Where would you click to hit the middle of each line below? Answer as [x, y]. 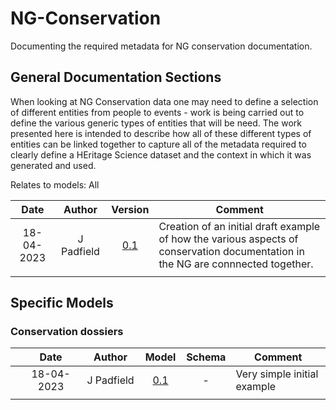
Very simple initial [277, 374]
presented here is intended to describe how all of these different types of [161, 133]
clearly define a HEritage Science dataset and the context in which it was [161, 154]
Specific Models [62, 303]
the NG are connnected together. [236, 264]
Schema [206, 357]
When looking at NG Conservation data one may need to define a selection [164, 101]
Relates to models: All [55, 184]
